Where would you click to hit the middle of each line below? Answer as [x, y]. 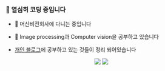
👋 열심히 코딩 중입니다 [36, 9]
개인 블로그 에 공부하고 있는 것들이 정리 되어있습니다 [75, 50]
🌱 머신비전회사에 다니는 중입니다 [53, 24]
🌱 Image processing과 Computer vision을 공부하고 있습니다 [86, 37]
